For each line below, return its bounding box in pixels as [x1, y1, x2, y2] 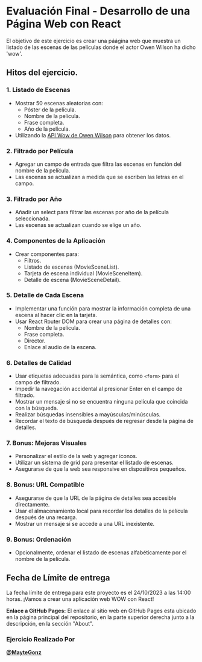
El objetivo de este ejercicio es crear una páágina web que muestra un [6, 37, 181, 44]
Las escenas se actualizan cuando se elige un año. [14, 221, 142, 229]
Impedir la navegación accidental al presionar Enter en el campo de [14, 385, 183, 393]
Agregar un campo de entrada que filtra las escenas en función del [14, 160, 182, 168]
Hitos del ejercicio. [6, 68, 78, 78]
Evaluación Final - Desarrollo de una [6, 4, 191, 18]
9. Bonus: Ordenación [6, 535, 71, 543]
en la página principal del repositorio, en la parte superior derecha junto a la [6, 613, 195, 621]
